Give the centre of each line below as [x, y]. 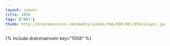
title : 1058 [18, 15]
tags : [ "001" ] [20, 19]
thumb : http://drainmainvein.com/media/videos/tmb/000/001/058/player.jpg [86, 24]
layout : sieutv [21, 10]
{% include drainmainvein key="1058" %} [48, 38]
